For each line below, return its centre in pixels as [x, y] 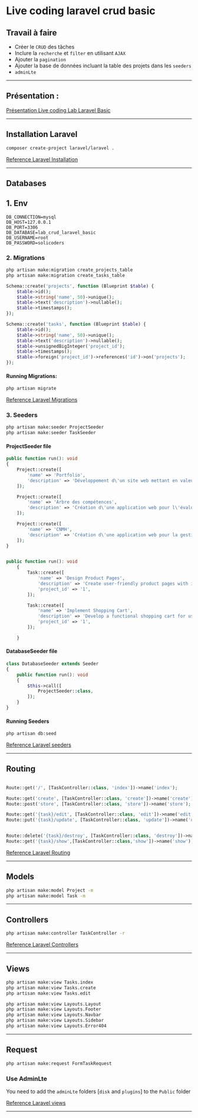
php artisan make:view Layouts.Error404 [57, 1026]
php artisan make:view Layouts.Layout [54, 1004]
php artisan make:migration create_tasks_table [66, 275]
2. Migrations [26, 258]
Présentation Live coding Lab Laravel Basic [58, 110]
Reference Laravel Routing [38, 852]
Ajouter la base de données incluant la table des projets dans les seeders [103, 66]
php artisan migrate [32, 389]
